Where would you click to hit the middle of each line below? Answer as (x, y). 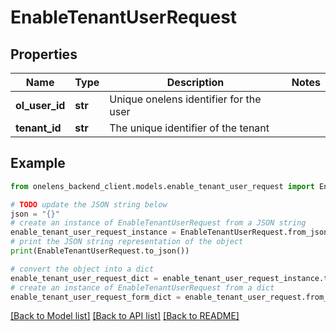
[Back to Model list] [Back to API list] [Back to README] (125, 316)
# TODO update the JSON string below (89, 204)
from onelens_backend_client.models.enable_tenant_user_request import (162, 186)
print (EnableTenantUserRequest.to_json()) (100, 251)
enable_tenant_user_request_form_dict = (96, 297)
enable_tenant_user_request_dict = (84, 278)
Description (195, 82)
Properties (44, 54)
